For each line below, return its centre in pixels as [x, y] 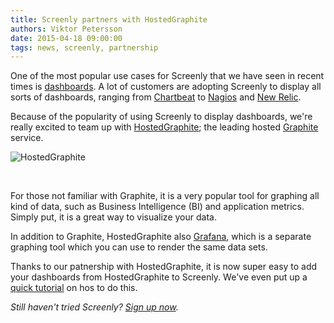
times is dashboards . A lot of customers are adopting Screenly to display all [166, 87]
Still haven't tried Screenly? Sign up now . [94, 307]
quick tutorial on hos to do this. [74, 288]
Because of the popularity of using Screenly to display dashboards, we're [161, 117]
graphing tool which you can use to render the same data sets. [139, 247]
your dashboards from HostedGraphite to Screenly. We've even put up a [159, 277]
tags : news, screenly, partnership [84, 47]
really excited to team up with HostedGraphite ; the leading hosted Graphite [164, 127]
